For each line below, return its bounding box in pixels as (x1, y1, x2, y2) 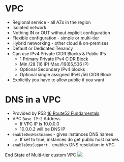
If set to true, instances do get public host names (19, 136, 119, 142)
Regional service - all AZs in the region (12, 19, 91, 25)
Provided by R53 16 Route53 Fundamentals (12, 110, 100, 116)
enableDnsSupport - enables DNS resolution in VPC (12, 141, 115, 148)
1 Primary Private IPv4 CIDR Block (19, 56, 89, 62)
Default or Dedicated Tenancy (12, 45, 73, 51)
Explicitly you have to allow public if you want (12, 77, 105, 83)
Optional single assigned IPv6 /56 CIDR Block (19, 71, 112, 77)
